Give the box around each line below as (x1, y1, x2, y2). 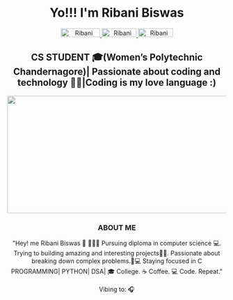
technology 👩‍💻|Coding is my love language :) (17, 77, 217, 88)
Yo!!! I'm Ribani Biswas (49, 5, 184, 21)
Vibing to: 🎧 (98, 285, 136, 294)
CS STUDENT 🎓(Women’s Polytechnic (31, 52, 203, 63)
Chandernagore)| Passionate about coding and (13, 66, 221, 78)
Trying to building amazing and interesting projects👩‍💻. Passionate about (13, 249, 220, 258)
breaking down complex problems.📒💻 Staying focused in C (31, 257, 203, 265)
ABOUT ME (97, 223, 136, 232)
